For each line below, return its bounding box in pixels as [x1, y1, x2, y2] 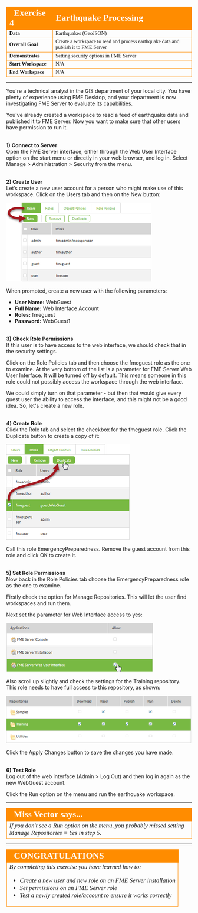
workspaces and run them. [6, 599, 71, 606]
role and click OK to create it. [6, 551, 77, 558]
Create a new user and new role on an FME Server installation [19, 876, 176, 884]
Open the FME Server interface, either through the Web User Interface [6, 148, 177, 155]
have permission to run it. [6, 124, 68, 131]
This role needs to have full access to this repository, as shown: [6, 684, 161, 691]
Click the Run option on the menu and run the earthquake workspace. [6, 791, 176, 798]
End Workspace [9, 69, 45, 75]
